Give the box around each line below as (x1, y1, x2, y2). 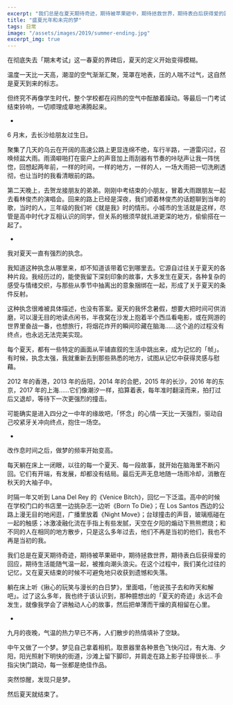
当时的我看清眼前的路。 (31, 171, 98, 180)
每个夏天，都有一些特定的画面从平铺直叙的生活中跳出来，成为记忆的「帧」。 (7, 345, 223, 354)
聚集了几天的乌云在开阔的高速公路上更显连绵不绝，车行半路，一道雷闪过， (7, 146, 220, 154)
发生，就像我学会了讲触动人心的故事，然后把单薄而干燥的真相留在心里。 (7, 600, 214, 609)
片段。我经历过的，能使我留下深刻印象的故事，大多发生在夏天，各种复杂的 (12, 272, 226, 281)
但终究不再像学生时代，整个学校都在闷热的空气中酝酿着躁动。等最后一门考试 (7, 94, 226, 103)
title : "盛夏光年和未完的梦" (7, 17, 82, 24)
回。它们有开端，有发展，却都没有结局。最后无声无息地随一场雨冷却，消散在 (7, 469, 226, 478)
